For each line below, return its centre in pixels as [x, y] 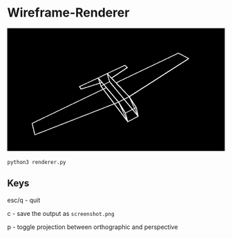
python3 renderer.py [37, 163]
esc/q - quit [24, 200]
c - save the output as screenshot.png [61, 213]
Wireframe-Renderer [68, 13]
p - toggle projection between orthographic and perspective [93, 227]
